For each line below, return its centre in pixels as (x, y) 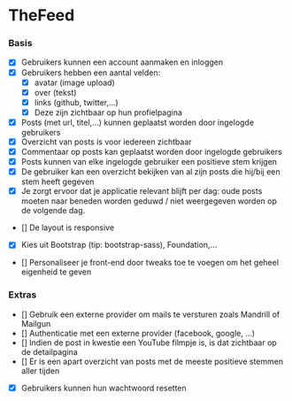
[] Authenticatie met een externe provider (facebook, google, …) (138, 333)
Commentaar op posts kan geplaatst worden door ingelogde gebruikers (151, 151)
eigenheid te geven (56, 272)
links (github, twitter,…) (76, 102)
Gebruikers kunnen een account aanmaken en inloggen (122, 62)
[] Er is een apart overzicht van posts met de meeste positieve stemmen (152, 361)
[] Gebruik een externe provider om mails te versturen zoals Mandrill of (150, 314)
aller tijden (40, 370)
